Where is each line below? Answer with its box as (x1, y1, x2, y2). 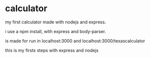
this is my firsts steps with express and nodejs (5, 47, 99, 53)
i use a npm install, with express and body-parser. (5, 28, 106, 34)
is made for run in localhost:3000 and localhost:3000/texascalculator (5, 38, 146, 44)
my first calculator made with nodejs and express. (5, 19, 106, 25)
